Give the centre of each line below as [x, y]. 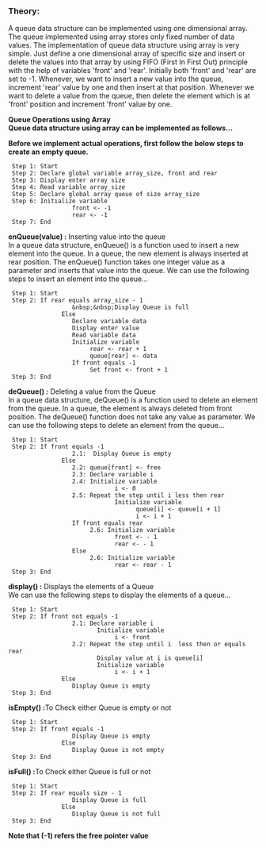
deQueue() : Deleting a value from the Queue [82, 391]
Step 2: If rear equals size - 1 [67, 793]
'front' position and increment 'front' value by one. [90, 104]
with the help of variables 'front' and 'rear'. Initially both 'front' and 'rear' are [132, 71]
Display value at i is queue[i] [150, 658]
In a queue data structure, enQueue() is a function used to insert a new [124, 245]
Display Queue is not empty [118, 750]
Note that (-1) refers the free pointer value [78, 836]
